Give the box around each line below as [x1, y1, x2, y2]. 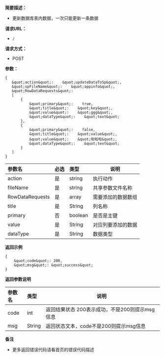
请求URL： [5, 26, 27, 32]
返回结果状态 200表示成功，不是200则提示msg [46, 306, 155, 313]
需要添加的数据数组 [93, 194, 137, 200]
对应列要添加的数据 [93, 222, 137, 228]
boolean [69, 212, 88, 219]
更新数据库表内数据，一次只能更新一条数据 [12, 15, 99, 21]
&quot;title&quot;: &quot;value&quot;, [29, 131, 118, 136]
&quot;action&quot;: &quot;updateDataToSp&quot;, [11, 80, 122, 85]
